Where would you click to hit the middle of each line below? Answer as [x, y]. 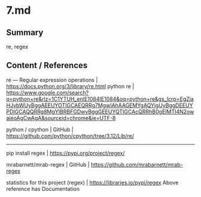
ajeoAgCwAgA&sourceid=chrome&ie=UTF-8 [61, 118]
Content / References [47, 65]
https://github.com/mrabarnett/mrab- [137, 164]
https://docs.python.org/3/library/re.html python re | [70, 86]
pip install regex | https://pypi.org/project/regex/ [66, 153]
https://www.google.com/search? [48, 93]
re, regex [17, 47]
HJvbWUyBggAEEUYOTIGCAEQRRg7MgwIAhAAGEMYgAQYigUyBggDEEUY [100, 105]
